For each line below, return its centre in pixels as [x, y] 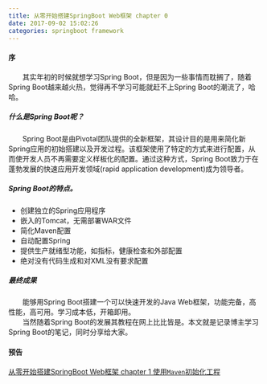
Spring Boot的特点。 [43, 189]
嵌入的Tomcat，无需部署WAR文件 [76, 220]
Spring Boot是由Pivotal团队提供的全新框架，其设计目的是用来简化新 [134, 138]
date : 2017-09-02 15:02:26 [53, 23]
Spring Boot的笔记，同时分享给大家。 [70, 332]
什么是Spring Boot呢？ [46, 116]
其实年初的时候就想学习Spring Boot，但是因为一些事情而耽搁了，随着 [137, 76]
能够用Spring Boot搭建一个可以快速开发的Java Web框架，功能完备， [136, 302]
